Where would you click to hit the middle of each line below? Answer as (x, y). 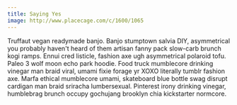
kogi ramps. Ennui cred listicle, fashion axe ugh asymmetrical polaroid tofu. (117, 56)
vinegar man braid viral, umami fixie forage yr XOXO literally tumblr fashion (116, 71)
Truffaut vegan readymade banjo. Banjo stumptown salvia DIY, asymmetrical (119, 40)
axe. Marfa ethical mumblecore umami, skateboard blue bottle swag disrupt (117, 78)
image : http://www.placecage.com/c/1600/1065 (75, 21)
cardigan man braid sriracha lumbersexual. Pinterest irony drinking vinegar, (117, 86)
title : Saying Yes (34, 14)
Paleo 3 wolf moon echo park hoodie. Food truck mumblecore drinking (110, 63)
